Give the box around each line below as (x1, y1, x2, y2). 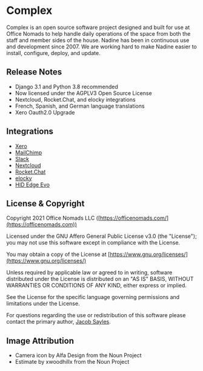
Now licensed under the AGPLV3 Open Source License (15, 89, 153, 97)
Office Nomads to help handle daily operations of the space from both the (6, 30, 191, 37)
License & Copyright (6, 198, 85, 209)
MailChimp (15, 149, 42, 156)
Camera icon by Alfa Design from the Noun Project (15, 352, 142, 359)
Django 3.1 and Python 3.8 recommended (15, 83, 118, 90)
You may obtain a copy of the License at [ (6, 251, 110, 258)
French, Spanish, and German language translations (15, 102, 145, 110)
